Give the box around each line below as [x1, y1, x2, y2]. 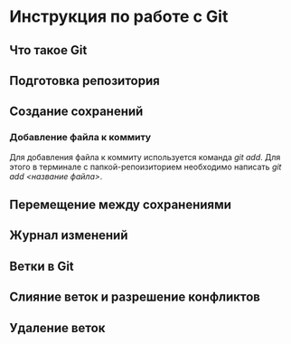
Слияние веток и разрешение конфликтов [9, 290, 260, 305]
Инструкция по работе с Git [9, 6, 229, 27]
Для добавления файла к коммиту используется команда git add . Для [9, 151, 281, 162]
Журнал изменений [9, 228, 128, 244]
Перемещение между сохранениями [9, 197, 232, 213]
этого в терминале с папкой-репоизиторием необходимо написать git [9, 161, 282, 172]
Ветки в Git [9, 258, 74, 273]
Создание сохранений [9, 104, 144, 119]
